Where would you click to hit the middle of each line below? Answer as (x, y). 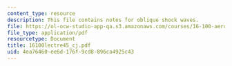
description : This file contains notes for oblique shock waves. (103, 20)
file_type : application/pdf (48, 33)
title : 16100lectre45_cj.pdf (49, 45)
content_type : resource (41, 13)
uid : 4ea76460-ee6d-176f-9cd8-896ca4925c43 (71, 52)
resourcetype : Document (41, 39)
